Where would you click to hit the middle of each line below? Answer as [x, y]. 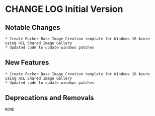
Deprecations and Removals [50, 98]
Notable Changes [33, 28]
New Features [27, 63]
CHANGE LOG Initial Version [64, 9]
